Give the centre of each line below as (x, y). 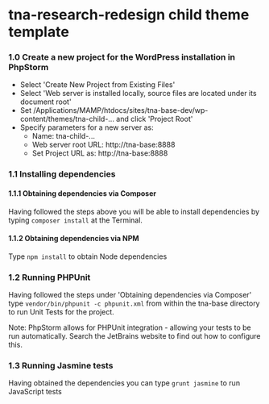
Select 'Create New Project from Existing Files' (97, 85)
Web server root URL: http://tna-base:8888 (103, 145)
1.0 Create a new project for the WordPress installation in (122, 57)
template (39, 32)
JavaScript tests (35, 392)
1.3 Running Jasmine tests (61, 366)
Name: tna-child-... (63, 136)
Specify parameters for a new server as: (87, 127)
